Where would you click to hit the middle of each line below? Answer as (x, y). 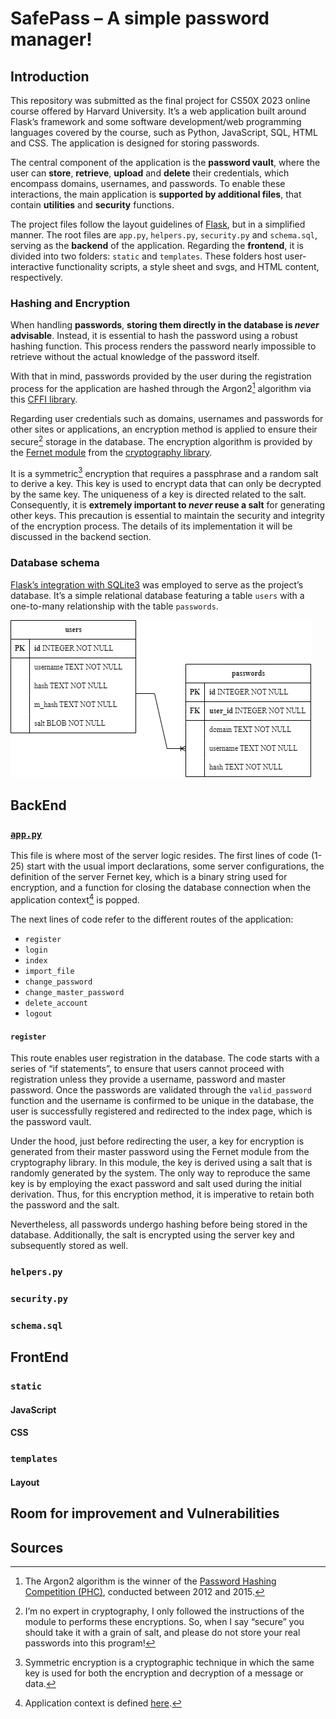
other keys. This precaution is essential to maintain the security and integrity (167, 516)
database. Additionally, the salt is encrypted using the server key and (152, 1235)
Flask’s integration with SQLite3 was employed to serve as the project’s (157, 584)
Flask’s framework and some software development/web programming (156, 121)
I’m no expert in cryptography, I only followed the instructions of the (164, 1611)
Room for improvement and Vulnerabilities (145, 1513)
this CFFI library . (44, 399)
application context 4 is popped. (75, 899)
